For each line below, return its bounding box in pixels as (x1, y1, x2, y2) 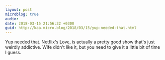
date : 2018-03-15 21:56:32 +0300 (5, 21, 75, 26)
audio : (5, 16, 19, 21)
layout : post (5, 7, 32, 12)
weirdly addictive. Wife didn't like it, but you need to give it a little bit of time (5, 44, 161, 50)
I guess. (5, 50, 21, 56)
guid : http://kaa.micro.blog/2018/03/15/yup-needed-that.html (5, 26, 137, 30)
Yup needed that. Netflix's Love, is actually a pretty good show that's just (5, 39, 155, 45)
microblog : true (5, 12, 39, 17)
